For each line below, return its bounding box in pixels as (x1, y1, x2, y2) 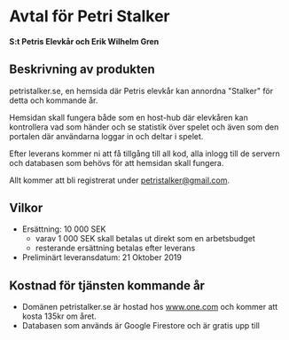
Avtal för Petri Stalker (9, 6, 170, 27)
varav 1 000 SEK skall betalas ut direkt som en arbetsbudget (35, 233, 255, 244)
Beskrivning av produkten (9, 62, 155, 77)
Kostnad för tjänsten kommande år (9, 278, 206, 293)
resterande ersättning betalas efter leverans (35, 242, 196, 254)
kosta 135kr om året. (21, 311, 98, 321)
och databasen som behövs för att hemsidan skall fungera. (9, 157, 224, 168)
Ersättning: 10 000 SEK (21, 224, 106, 234)
